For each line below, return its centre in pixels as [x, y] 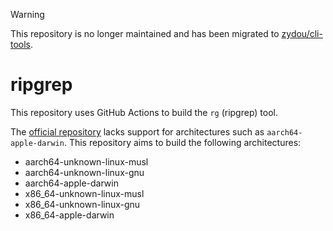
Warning [27, 14]
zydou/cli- [302, 33]
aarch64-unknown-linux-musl [86, 161]
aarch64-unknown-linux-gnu [84, 172]
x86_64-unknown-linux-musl [84, 193]
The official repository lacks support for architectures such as [137, 131]
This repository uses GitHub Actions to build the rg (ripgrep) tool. [144, 112]
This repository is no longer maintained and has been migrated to [145, 33]
